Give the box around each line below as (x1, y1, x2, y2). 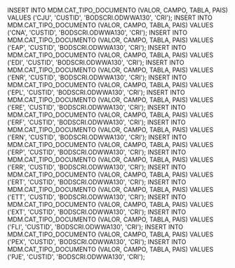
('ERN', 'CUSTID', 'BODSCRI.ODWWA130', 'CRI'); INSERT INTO (7, 133, 187, 141)
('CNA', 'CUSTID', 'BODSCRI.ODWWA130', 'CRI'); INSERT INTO (7, 28, 188, 37)
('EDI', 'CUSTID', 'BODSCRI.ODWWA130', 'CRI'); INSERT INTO (7, 58, 184, 66)
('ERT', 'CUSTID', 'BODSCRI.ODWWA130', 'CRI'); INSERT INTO (7, 178, 187, 186)
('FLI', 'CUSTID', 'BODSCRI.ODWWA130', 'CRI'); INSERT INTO (7, 223, 184, 231)
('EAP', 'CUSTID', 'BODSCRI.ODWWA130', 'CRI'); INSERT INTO (7, 44, 187, 51)
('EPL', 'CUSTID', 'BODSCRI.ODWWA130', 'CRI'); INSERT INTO (7, 88, 185, 96)
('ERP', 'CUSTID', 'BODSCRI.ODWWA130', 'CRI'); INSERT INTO (7, 148, 187, 156)
